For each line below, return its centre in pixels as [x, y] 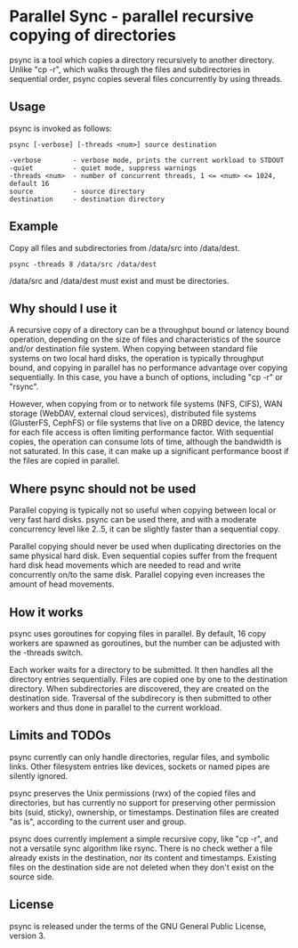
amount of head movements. [62, 584]
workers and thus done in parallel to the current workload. [116, 708]
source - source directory [77, 191]
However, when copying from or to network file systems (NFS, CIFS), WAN [146, 404]
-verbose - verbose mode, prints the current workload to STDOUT [147, 160]
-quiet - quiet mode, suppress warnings [103, 168]
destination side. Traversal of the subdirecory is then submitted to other [141, 698]
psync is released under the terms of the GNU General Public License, [138, 926]
